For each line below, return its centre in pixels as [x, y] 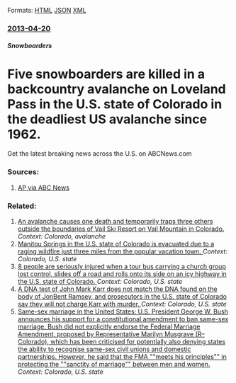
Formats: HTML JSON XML [47, 10]
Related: [22, 206]
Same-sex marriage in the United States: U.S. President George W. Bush [123, 311]
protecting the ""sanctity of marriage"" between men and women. [114, 365]
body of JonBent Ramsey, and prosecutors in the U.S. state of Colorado [122, 297]
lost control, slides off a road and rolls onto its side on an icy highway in [122, 274]
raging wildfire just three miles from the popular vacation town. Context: [123, 251]
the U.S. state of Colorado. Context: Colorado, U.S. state [100, 282]
